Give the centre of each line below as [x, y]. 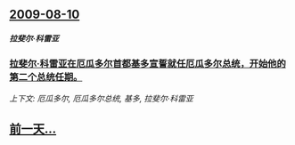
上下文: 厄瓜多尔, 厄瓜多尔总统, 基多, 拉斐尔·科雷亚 [101, 98]
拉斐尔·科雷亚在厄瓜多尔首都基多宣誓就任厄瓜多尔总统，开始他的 [148, 64]
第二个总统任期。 [46, 77]
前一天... [33, 129]
